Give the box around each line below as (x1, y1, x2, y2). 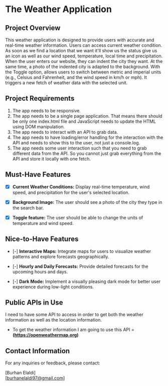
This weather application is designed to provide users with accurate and (5, 37, 154, 43)
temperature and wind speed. (12, 220, 74, 226)
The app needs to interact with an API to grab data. (12, 129, 118, 135)
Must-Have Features (5, 170, 71, 179)
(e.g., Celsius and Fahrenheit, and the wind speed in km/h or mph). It (5, 74, 147, 80)
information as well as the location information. (5, 317, 102, 323)
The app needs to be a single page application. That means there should (12, 113, 162, 119)
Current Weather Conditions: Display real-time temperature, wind (12, 184, 150, 190)
